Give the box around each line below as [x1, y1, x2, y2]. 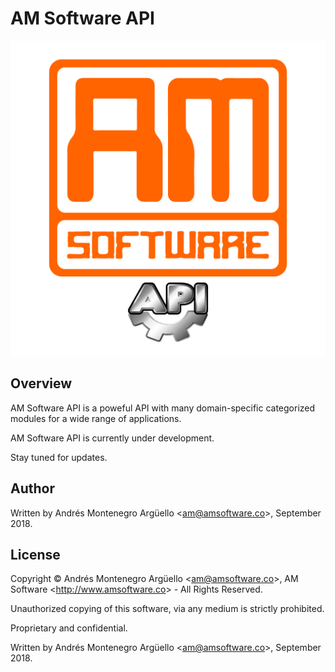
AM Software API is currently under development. [10, 432, 215, 444]
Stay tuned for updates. [10, 451, 108, 463]
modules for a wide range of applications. [10, 412, 182, 424]
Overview [10, 375, 73, 392]
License [10, 546, 61, 563]
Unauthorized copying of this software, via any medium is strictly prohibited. [10, 603, 325, 615]
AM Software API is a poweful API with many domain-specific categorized [10, 402, 316, 414]
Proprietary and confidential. [10, 622, 128, 634]
